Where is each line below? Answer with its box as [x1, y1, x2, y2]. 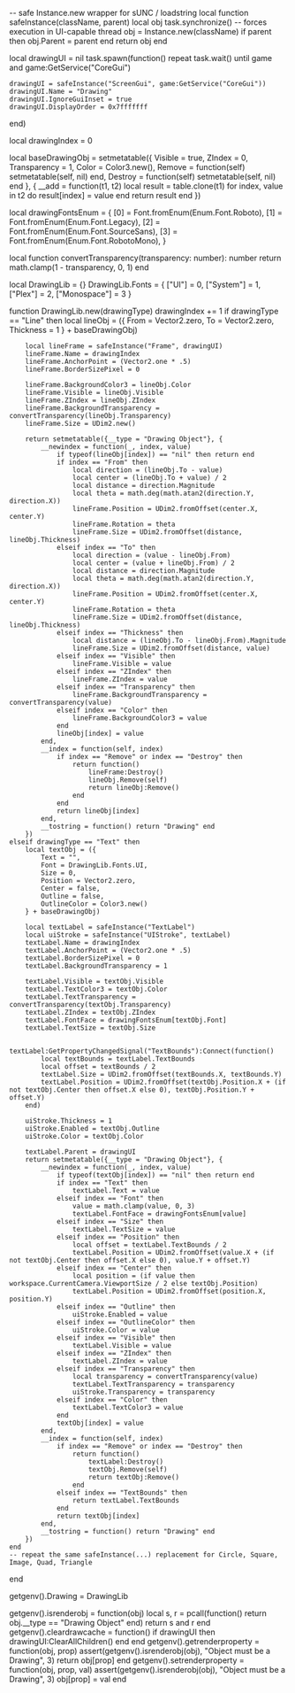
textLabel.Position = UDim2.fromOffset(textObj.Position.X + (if [41, 1078, 287, 1086]
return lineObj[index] [56, 807, 140, 816]
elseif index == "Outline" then [56, 1303, 176, 1311]
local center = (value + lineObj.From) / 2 [72, 559, 236, 568]
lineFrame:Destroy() [87, 768, 164, 777]
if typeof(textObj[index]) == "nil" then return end [56, 1171, 254, 1179]
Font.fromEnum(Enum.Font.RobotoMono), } [9, 236, 167, 246]
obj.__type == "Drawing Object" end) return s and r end [9, 1618, 211, 1627]
